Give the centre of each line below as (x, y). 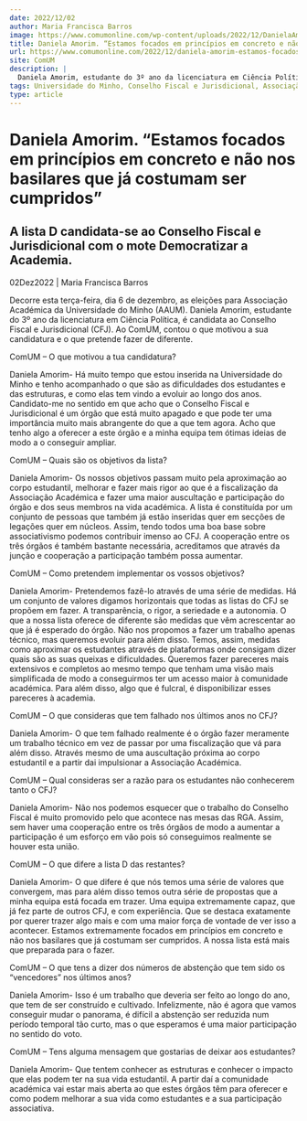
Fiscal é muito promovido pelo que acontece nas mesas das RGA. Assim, (147, 817)
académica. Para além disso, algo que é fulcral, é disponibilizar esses (140, 688)
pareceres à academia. (53, 698)
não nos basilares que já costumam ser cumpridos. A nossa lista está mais (150, 940)
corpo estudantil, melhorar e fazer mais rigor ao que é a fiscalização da (144, 487)
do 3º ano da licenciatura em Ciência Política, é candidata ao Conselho (143, 319)
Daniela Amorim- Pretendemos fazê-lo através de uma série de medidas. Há (153, 591)
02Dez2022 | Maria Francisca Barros (79, 282)
